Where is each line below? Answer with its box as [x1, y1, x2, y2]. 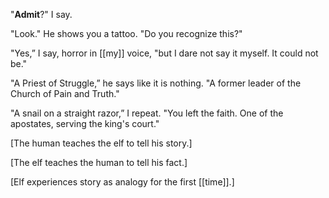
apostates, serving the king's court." [10, 118, 160, 129]
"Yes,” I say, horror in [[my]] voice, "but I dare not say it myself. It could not [10, 47, 319, 59]
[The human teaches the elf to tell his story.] [10, 137, 193, 149]
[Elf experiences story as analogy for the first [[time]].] [10, 176, 235, 188]
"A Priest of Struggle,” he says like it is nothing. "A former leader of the [10, 77, 302, 89]
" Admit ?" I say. [10, 9, 73, 20]
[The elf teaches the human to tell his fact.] [10, 157, 188, 168]
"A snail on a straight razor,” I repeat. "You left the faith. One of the [10, 107, 284, 119]
